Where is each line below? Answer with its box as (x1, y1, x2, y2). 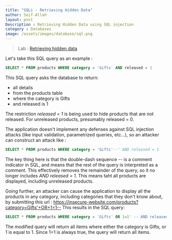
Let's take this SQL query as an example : (5, 55, 93, 62)
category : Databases (5, 27, 52, 32)
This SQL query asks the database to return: (5, 74, 99, 81)
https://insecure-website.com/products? (53, 198, 139, 205)
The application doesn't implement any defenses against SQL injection (5, 126, 155, 132)
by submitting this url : (5, 198, 53, 205)
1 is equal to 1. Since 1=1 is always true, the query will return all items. (5, 229, 151, 235)
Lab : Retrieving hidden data (17, 46, 78, 51)
